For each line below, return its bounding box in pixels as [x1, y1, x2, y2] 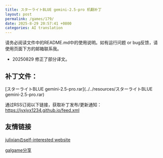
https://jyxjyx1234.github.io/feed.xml [5, 107, 80, 113]
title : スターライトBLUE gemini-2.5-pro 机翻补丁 [5, 7, 102, 12]
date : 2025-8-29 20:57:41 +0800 [5, 21, 72, 26]
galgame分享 [5, 147, 32, 153]
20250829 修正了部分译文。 [12, 56, 70, 62]
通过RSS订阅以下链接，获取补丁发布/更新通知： [5, 101, 102, 107]
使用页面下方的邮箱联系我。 [5, 46, 62, 52]
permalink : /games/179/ [5, 16, 54, 21]
